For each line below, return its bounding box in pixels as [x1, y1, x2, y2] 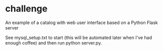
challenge [5, 3, 48, 14]
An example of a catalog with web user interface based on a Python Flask [5, 19, 158, 25]
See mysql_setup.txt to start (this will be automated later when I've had [5, 34, 152, 40]
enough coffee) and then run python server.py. [5, 39, 102, 45]
